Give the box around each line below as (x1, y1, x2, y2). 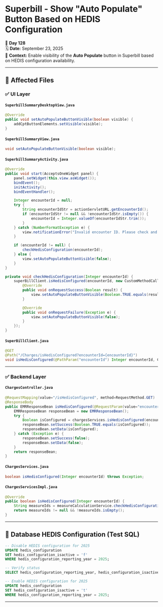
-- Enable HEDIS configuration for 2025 (5, 579, 88, 584)
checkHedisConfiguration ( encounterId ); (22, 247, 103, 253)
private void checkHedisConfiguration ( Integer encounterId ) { (5, 274, 133, 279)
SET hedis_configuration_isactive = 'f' (5, 552, 88, 557)
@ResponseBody (5, 399, 34, 404)
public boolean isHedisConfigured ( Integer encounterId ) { (5, 499, 125, 504)
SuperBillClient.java (5, 338, 49, 343)
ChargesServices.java (5, 464, 49, 469)
